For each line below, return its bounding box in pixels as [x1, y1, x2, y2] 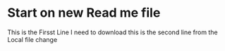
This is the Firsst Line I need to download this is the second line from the [7, 28, 218, 36]
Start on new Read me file [7, 5, 161, 21]
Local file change [7, 35, 58, 43]
